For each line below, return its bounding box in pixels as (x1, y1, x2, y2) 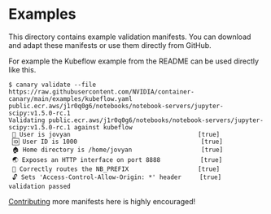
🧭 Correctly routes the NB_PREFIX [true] (11, 164, 221, 173)
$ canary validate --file (8, 81, 96, 89)
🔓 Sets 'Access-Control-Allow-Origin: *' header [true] (11, 173, 222, 181)
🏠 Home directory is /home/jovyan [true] (11, 146, 224, 154)
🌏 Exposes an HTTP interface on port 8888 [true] (11, 155, 223, 164)
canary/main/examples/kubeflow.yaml (8, 94, 133, 103)
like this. (8, 64, 37, 74)
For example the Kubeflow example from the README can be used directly (8, 56, 259, 66)
